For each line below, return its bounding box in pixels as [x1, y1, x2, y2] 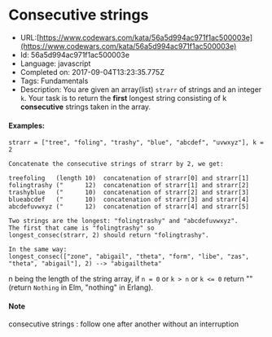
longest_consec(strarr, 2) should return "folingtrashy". [8, 231, 209, 239]
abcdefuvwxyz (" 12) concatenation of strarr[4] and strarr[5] [8, 203, 250, 211]
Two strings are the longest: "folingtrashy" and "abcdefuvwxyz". [8, 217, 239, 225]
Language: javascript [20, 59, 91, 68]
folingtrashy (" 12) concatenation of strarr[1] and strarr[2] [8, 182, 250, 190]
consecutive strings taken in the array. [20, 102, 151, 112]
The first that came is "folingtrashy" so [8, 224, 155, 233]
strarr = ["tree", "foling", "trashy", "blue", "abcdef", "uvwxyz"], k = [8, 138, 265, 147]
